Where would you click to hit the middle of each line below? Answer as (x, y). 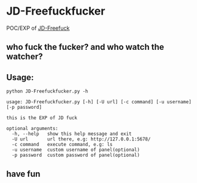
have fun (23, 174)
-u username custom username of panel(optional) (76, 150)
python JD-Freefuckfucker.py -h (47, 91)
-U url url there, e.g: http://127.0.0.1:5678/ (81, 139)
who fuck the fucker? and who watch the (85, 47)
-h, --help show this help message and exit (72, 134)
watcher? (25, 57)
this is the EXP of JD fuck (42, 118)
